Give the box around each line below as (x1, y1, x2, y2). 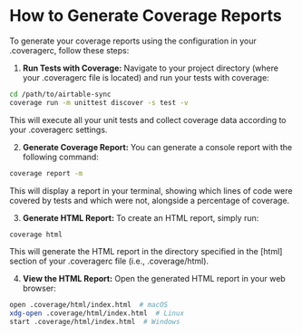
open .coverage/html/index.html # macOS (9, 301, 169, 310)
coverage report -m (9, 168, 83, 177)
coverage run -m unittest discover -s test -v (9, 98, 189, 107)
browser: (22, 282, 56, 294)
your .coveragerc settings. (9, 124, 108, 135)
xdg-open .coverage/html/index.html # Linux (9, 309, 184, 318)
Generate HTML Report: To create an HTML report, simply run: (22, 212, 259, 223)
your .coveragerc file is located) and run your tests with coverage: (22, 72, 269, 82)
